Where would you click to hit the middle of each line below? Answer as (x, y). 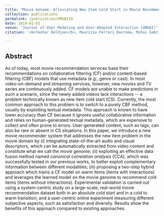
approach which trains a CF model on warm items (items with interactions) (80, 172)
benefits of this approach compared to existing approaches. (65, 208)
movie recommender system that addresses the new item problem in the (78, 135)
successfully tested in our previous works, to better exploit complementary (81, 161)
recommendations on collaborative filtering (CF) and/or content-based (76, 73)
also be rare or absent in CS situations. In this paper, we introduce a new (78, 130)
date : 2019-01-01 (23, 23)
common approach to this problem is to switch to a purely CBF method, (77, 104)
